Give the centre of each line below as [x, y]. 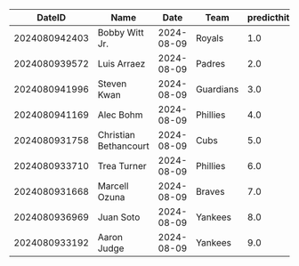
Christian [117, 135]
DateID [52, 17]
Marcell [113, 186]
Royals [210, 38]
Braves [210, 192]
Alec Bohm [121, 115]
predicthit [269, 17]
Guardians [217, 89]
